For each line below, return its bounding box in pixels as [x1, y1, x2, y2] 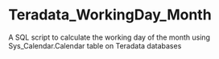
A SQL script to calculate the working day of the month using [8, 32, 211, 42]
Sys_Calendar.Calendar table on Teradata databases [8, 40, 182, 50]
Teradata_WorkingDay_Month [8, 6, 212, 24]
